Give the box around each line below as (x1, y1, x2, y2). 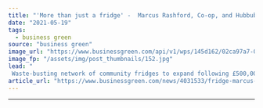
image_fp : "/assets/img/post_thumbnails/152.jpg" (8, 56, 174, 63)
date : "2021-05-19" (8, 19, 72, 27)
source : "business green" (8, 41, 92, 49)
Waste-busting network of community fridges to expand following (11, 70, 229, 77)
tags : (8, 26, 26, 34)
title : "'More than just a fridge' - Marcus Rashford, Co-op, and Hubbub (8, 11, 258, 20)
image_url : (8, 48, 44, 56)
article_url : (8, 77, 51, 85)
